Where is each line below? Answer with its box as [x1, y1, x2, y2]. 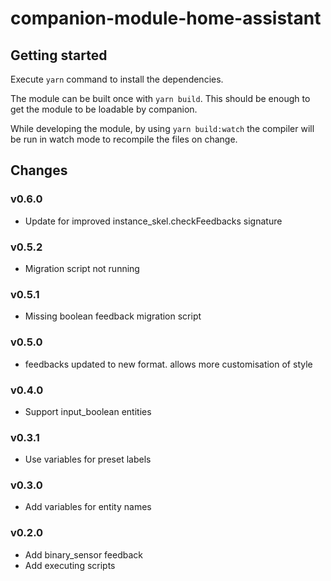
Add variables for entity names [24, 501, 152, 513]
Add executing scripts [24, 559, 116, 571]
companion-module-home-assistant [10, 7, 322, 30]
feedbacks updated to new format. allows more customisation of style [24, 358, 313, 370]
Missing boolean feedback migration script [24, 310, 202, 322]
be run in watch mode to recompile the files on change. [10, 133, 238, 145]
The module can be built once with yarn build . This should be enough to [10, 93, 311, 104]
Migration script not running [24, 262, 140, 274]
